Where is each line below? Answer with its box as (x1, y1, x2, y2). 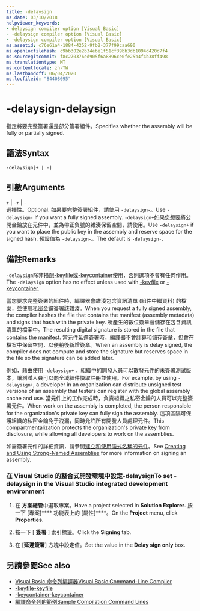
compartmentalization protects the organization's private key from (6, 424, 170, 431)
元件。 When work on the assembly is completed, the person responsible (11, 402, 191, 409)
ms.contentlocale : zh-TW (6, 64, 68, 71)
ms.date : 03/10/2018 (6, 14, 58, 20)
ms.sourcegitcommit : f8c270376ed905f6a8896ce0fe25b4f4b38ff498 (6, 54, 168, 60)
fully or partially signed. (6, 129, 65, 137)
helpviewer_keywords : (6, 20, 61, 26)
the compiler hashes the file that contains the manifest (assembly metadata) (6, 311, 195, 318)
